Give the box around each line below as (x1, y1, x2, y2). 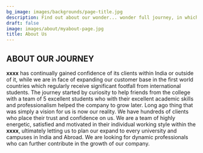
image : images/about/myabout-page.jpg (6, 25, 104, 32)
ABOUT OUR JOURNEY (6, 54, 95, 64)
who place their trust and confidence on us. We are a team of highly (6, 114, 176, 121)
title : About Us (6, 31, 47, 37)
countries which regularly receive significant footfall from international (6, 82, 181, 89)
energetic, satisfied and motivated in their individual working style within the (6, 120, 196, 128)
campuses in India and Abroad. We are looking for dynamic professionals (6, 133, 188, 140)
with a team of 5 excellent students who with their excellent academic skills (6, 95, 194, 102)
